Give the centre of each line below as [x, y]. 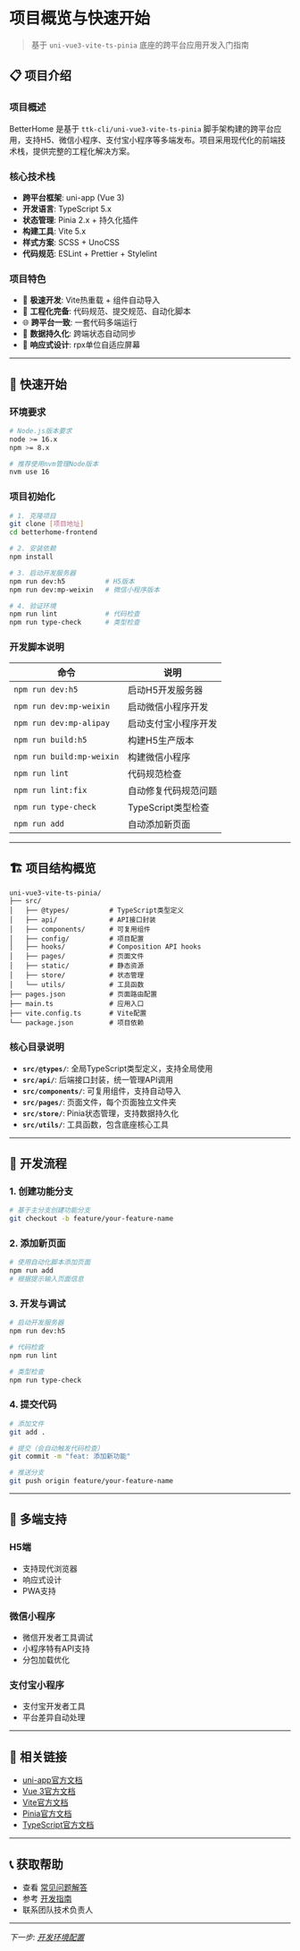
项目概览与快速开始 [80, 18]
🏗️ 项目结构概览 [53, 868]
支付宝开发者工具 [54, 1707]
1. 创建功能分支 [42, 1191]
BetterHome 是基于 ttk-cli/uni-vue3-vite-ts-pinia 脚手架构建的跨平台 [142, 128]
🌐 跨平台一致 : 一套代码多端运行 [79, 322]
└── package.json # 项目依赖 [77, 1023]
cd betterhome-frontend [54, 532]
